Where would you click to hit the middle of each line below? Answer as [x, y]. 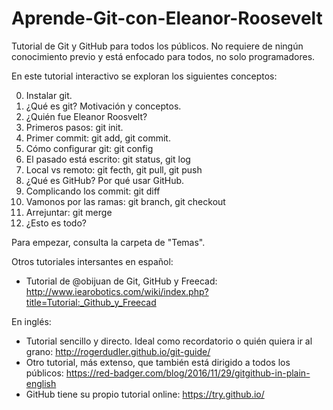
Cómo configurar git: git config [89, 148]
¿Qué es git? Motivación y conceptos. [103, 106]
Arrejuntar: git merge [69, 212]
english [41, 383]
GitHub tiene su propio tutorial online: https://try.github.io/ [145, 394]
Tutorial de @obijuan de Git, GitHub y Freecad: [121, 281]
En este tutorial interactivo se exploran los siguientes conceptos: [144, 76]
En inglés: [31, 321]
